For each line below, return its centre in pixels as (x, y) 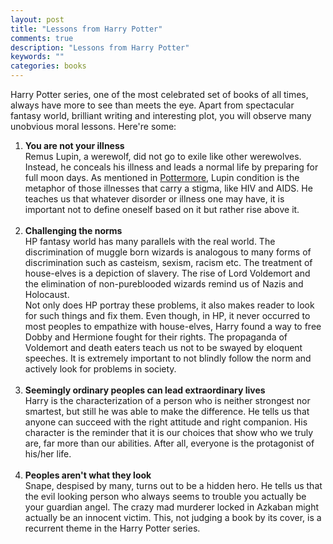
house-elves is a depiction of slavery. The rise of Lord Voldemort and (167, 273)
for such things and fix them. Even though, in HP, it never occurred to (167, 315)
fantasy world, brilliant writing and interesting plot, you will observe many (161, 115)
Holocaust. (47, 294)
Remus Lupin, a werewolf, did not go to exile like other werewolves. (163, 156)
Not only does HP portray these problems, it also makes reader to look (169, 305)
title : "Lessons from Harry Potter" (86, 29)
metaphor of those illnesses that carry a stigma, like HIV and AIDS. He (168, 188)
